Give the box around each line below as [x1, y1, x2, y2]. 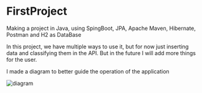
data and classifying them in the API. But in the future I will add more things [6, 49, 196, 56]
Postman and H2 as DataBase [6, 31, 81, 38]
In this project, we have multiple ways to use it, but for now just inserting [6, 43, 189, 50]
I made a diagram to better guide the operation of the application [6, 67, 170, 75]
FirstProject [6, 4, 67, 18]
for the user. [6, 56, 37, 63]
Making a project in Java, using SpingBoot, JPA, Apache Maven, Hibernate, [6, 24, 196, 32]
